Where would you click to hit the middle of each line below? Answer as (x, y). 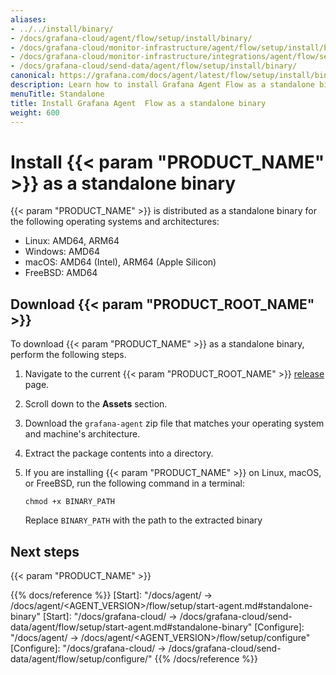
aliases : (28, 19)
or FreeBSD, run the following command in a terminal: (134, 483)
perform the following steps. (68, 355)
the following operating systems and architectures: (115, 222)
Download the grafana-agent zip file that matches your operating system (174, 423)
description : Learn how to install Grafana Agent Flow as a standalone (162, 85)
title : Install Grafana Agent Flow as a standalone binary (138, 103)
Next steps (45, 551)
